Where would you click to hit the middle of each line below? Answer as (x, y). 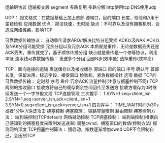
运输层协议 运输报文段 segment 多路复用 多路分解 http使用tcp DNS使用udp (81, 7)
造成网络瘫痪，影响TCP (29, 30)
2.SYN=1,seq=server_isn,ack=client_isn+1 (48, 99)
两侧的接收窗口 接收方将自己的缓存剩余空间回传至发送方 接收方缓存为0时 (79, 87)
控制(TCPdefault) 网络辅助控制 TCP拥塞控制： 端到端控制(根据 (91, 117)
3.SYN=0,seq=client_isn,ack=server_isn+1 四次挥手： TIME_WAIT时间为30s (82, 105)
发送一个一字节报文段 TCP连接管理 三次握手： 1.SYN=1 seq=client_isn (80, 94)
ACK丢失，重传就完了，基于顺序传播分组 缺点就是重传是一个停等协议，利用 (81, 52)
